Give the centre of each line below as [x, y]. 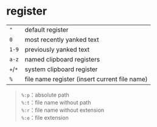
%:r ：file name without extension [63, 110]
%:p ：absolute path [45, 95]
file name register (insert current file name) [86, 79]
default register [47, 30]
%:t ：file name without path [56, 102]
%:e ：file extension [45, 117]
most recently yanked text [62, 39]
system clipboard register [61, 69]
